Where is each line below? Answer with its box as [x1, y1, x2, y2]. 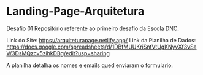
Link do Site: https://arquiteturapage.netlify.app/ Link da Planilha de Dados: [6, 36, 196, 44]
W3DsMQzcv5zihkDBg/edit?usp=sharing [6, 49, 110, 57]
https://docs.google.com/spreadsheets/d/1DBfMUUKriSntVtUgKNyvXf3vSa [6, 43, 197, 50]
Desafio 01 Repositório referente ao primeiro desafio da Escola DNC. [6, 25, 180, 32]
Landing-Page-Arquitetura [6, 4, 145, 18]
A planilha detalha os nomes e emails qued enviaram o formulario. [6, 61, 174, 69]
